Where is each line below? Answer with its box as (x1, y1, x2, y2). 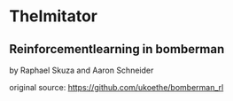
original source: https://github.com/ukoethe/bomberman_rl (9, 82, 224, 92)
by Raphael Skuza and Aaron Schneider (9, 65, 154, 75)
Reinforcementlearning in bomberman (9, 42, 225, 57)
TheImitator (9, 6, 98, 27)
